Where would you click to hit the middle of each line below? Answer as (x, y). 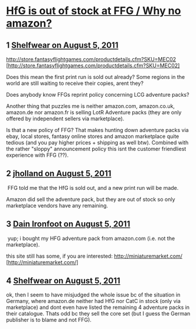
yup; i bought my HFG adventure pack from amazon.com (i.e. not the (91, 238)
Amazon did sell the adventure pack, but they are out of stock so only (91, 199)
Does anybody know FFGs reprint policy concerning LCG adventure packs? (98, 95)
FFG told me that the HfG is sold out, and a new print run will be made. (93, 187)
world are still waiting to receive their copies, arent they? (75, 83)
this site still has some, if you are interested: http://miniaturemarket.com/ (94, 256)
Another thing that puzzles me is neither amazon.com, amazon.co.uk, (91, 106)
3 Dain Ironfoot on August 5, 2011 (68, 224)
